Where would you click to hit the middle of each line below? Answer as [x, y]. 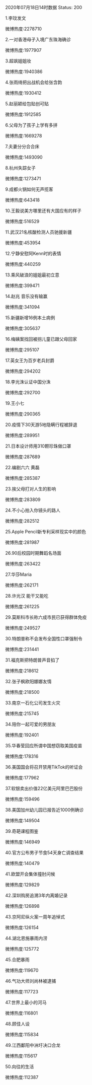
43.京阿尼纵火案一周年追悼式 [35, 917]
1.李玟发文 [16, 18]
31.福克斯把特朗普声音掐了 [32, 660]
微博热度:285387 [23, 478]
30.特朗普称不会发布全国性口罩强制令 [44, 639]
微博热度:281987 [22, 542]
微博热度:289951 [22, 435]
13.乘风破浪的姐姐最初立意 [32, 275]
